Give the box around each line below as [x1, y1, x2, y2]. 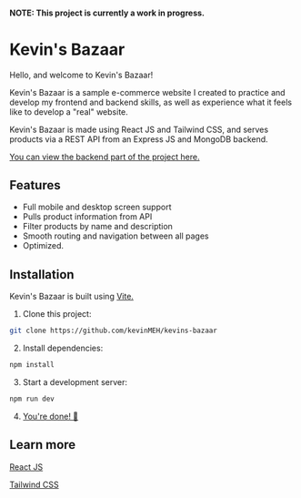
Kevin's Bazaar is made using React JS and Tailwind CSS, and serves [9, 124, 269, 135]
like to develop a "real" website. [9, 106, 129, 117]
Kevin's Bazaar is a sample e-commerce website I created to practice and [9, 86, 286, 97]
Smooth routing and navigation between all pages [22, 230, 209, 241]
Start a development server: [22, 376, 127, 387]
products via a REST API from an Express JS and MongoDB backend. [9, 133, 268, 145]
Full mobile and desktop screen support [22, 201, 172, 213]
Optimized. [22, 240, 64, 251]
